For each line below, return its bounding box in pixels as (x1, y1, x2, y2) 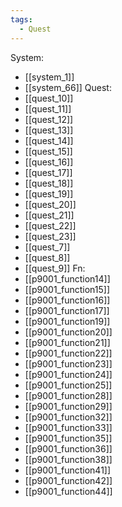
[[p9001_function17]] (24, 304, 110, 316)
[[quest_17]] (24, 166, 73, 178)
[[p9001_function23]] (24, 357, 113, 370)
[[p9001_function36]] (24, 442, 113, 455)
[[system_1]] (24, 71, 75, 83)
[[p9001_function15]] (24, 283, 111, 295)
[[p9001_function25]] (24, 379, 113, 391)
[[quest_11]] (24, 102, 72, 115)
